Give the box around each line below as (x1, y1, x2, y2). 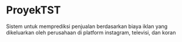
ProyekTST (6, 3, 61, 17)
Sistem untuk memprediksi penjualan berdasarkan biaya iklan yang (6, 23, 168, 30)
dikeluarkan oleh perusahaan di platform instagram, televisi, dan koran (6, 29, 176, 36)
